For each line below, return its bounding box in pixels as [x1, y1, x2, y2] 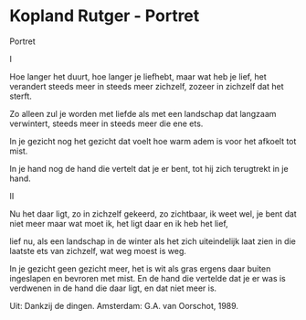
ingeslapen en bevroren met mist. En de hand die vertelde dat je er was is [9, 272, 286, 283]
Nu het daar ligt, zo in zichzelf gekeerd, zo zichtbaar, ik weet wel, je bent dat [9, 208, 297, 219]
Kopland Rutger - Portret [9, 5, 200, 27]
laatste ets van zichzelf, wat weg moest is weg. [9, 245, 187, 256]
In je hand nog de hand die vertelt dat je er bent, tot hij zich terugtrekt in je [9, 163, 290, 174]
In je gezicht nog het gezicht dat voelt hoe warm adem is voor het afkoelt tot [9, 135, 297, 146]
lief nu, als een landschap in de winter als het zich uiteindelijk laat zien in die [9, 235, 297, 247]
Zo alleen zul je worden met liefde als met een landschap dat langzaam [9, 108, 277, 119]
